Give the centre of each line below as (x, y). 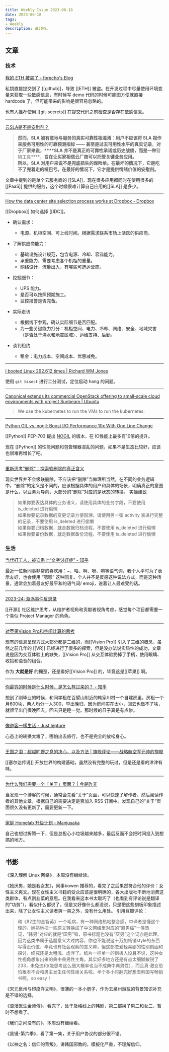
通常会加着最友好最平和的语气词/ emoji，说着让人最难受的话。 (78, 583)
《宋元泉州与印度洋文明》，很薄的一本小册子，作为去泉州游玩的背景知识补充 (83, 989)
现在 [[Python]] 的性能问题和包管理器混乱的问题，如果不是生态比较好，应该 (83, 446)
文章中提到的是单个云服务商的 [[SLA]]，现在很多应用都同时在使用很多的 (79, 180)
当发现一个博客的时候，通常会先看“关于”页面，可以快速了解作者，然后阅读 (82, 795)
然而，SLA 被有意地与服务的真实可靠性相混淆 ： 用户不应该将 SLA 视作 (90, 138)
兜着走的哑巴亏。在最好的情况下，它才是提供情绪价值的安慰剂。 (93, 169)
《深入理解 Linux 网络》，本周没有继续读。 (49, 875)
